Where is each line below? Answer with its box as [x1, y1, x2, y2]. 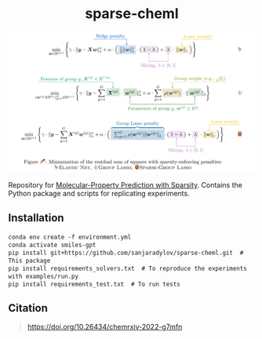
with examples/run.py [8, 272, 79, 280]
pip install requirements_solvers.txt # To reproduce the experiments [8, 264, 247, 272]
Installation [8, 211, 64, 224]
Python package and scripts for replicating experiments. [8, 188, 190, 198]
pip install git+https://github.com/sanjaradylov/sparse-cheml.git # [8, 249, 244, 257]
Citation [8, 301, 49, 315]
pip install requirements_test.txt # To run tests [8, 280, 180, 288]
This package [8, 257, 51, 264]
